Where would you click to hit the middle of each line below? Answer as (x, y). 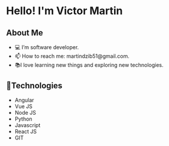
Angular (24, 100)
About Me (25, 33)
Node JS (25, 112)
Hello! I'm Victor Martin (64, 11)
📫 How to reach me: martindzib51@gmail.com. (72, 56)
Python (23, 119)
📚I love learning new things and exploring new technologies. (89, 65)
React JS (26, 131)
